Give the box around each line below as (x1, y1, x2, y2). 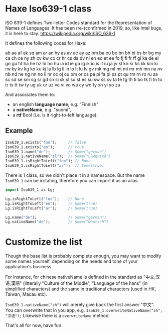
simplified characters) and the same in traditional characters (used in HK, (5, 286, 156, 292)
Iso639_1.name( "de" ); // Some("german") (5, 149, 107, 154)
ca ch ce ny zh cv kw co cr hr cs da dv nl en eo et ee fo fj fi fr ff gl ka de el (5, 55, 159, 61)
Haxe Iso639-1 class (5, 3, 92, 15)
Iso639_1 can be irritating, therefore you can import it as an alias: (5, 178, 139, 183)
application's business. (5, 264, 53, 270)
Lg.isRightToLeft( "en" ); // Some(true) (5, 201, 98, 206)
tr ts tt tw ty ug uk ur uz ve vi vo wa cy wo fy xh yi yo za (5, 81, 120, 88)
